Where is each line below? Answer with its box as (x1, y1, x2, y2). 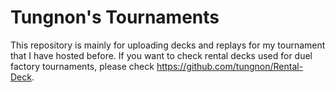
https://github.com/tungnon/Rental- (156, 60, 304, 72)
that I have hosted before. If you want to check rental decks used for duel (10, 49, 313, 61)
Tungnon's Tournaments (10, 6, 220, 29)
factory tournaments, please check (10, 60, 155, 72)
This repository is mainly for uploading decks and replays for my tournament (10, 39, 326, 51)
